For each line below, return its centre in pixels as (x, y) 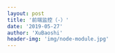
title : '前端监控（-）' (38, 20)
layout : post (26, 13)
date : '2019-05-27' (35, 26)
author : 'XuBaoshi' (35, 33)
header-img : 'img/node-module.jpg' (58, 39)
